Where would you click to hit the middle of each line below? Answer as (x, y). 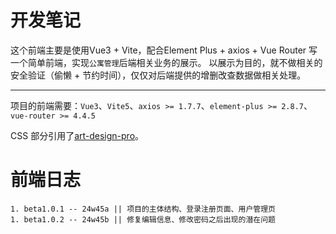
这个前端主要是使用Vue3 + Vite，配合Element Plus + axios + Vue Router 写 (164, 50)
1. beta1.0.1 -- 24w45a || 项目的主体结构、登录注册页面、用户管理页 (143, 209)
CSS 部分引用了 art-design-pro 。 (77, 135)
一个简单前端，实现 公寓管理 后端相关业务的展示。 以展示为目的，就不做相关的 (166, 62)
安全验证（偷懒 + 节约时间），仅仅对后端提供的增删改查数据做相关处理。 (158, 75)
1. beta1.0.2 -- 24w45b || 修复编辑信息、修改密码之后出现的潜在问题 (143, 219)
